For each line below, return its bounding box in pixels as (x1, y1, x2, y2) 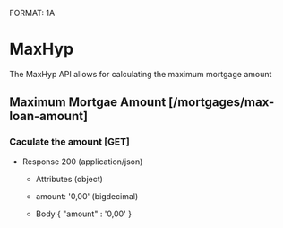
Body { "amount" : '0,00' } (35, 208, 133, 219)
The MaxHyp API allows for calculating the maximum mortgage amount (9, 68, 272, 79)
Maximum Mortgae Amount (9, 94, 167, 110)
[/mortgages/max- (168, 94, 275, 110)
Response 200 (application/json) (21, 156, 143, 167)
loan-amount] (9, 109, 88, 124)
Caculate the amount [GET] (9, 136, 130, 148)
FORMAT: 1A (9, 8, 56, 18)
